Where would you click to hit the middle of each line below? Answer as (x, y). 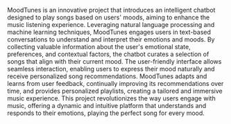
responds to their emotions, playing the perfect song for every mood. (106, 113)
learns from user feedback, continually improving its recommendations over (115, 83)
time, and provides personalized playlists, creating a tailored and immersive (115, 91)
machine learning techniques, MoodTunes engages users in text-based (109, 32)
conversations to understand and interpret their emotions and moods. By (111, 39)
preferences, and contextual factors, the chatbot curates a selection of (108, 54)
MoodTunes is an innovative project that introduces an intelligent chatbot (111, 10)
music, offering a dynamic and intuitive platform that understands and (107, 106)
